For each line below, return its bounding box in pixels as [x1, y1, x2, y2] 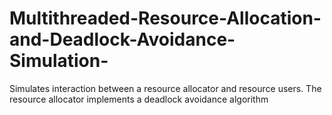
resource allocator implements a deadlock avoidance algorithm [9, 93, 269, 105]
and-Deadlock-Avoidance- [9, 28, 236, 51]
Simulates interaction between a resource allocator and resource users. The [9, 82, 322, 94]
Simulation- [9, 50, 109, 72]
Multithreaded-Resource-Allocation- [9, 7, 322, 30]
